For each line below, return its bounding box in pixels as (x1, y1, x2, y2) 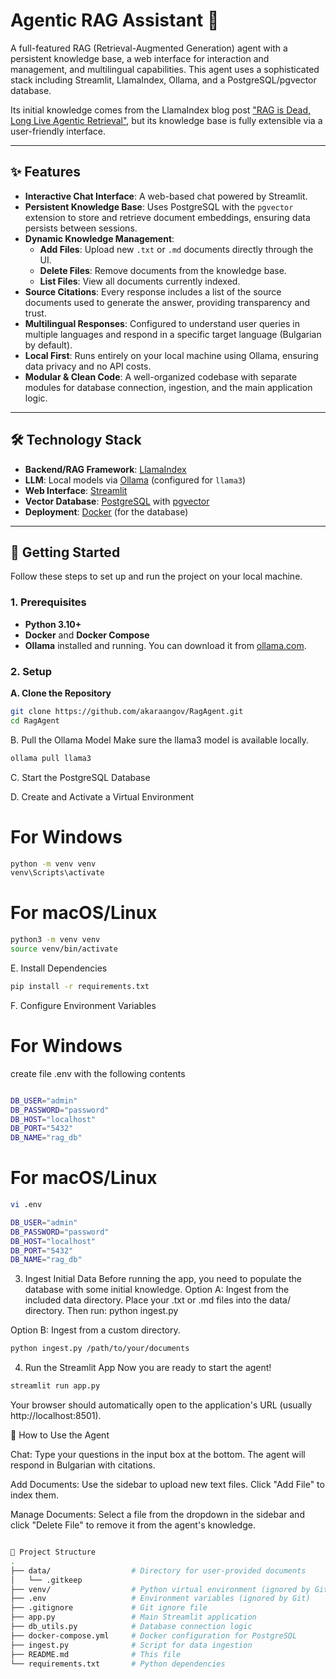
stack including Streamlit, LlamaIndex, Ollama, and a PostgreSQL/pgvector (10, 74, 317, 86)
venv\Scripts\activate (10, 868, 105, 878)
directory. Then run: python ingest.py (24, 1305, 179, 1317)
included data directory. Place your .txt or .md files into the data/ (24, 1294, 292, 1306)
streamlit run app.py (10, 1381, 101, 1391)
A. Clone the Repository (10, 687, 112, 699)
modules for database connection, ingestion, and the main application (24, 381, 313, 393)
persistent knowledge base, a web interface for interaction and (10, 52, 270, 64)
